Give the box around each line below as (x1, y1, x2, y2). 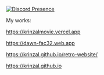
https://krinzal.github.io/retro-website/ (6, 51, 98, 58)
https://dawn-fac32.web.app (6, 40, 76, 46)
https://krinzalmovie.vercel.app (6, 28, 81, 35)
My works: (6, 17, 31, 23)
